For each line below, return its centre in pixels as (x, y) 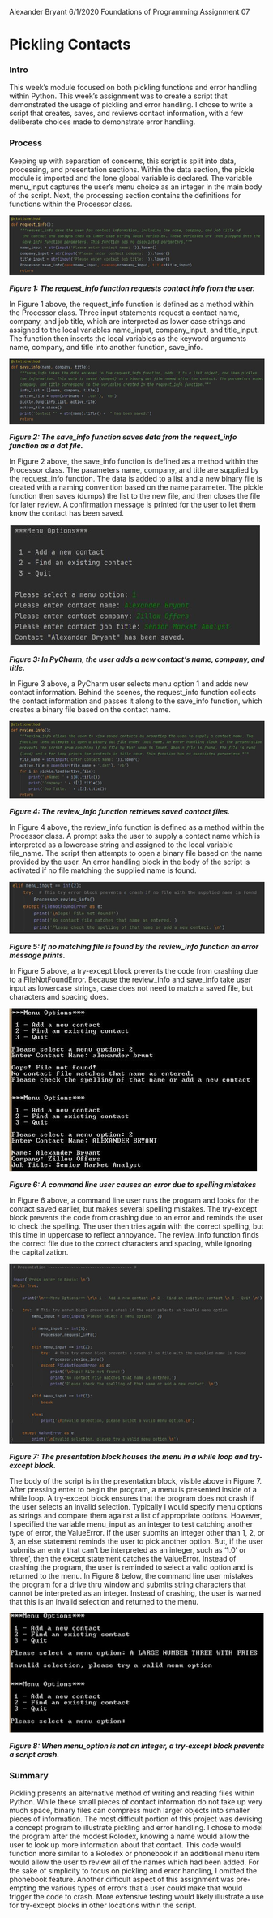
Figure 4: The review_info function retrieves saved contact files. (120, 811)
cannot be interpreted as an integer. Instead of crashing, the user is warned (135, 1593)
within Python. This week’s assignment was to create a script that (118, 96)
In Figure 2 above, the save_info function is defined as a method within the (134, 461)
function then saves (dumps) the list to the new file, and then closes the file (135, 496)
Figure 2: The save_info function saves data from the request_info (123, 437)
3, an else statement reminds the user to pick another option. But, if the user (136, 1541)
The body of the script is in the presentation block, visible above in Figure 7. (136, 1480)
